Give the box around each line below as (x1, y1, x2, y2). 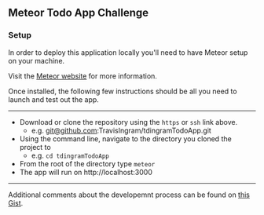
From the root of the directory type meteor (19, 159, 156, 168)
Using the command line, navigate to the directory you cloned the (19, 133, 232, 144)
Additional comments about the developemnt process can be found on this (8, 190, 250, 199)
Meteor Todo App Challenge (8, 6, 149, 20)
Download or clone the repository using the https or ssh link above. (19, 117, 238, 126)
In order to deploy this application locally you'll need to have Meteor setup (8, 47, 248, 57)
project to (19, 142, 51, 151)
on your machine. (8, 56, 65, 65)
